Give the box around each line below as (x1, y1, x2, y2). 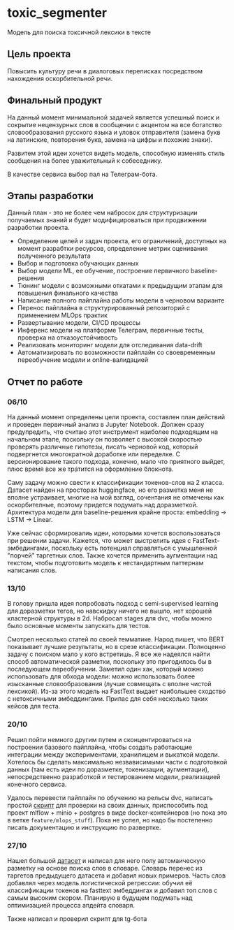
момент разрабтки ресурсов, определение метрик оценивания (17, 245, 208, 253)
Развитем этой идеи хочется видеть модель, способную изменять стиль (7, 149, 226, 157)
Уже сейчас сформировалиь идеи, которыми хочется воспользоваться (7, 529, 221, 537)
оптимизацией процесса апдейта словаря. (7, 901, 135, 909)
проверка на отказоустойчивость (17, 333, 118, 342)
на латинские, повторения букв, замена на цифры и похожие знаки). (7, 135, 213, 144)
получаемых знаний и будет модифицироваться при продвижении (7, 216, 207, 224)
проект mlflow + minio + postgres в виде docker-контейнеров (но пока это (7, 808, 228, 817)
